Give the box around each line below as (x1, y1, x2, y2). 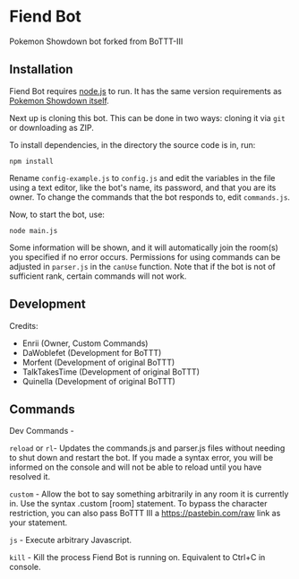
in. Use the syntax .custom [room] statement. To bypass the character (9, 498, 268, 509)
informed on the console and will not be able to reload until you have (9, 462, 262, 472)
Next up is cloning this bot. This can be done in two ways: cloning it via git (9, 112, 286, 123)
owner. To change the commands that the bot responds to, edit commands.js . (9, 191, 291, 203)
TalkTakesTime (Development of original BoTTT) (21, 366, 200, 377)
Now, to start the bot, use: (9, 209, 106, 220)
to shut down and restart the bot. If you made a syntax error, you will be (9, 453, 274, 463)
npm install (9, 157, 54, 166)
